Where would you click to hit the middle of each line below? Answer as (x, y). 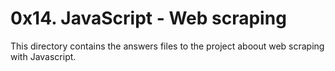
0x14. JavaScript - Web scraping (148, 18)
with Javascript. (43, 56)
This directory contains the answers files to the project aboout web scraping (167, 46)
